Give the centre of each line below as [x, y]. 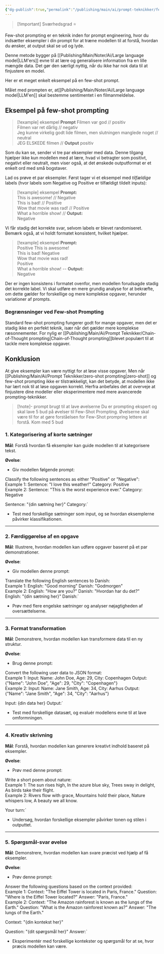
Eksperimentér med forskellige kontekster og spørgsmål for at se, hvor [83, 941]
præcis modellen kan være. [40, 946]
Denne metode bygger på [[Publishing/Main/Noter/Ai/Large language [74, 55]
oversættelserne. [29, 611]
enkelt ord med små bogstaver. [36, 168]
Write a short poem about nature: [38, 780]
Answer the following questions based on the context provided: [69, 887]
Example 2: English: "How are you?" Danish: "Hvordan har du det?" [72, 591]
